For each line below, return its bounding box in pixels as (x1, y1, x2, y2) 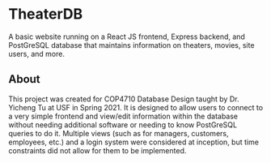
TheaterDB (8, 5, 83, 24)
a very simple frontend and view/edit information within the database (8, 111, 239, 121)
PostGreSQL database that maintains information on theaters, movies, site (8, 40, 255, 49)
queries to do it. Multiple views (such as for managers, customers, (8, 128, 229, 138)
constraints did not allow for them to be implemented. (8, 145, 187, 155)
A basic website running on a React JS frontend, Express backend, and (8, 32, 245, 41)
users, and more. (8, 49, 65, 58)
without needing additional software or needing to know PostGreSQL (8, 119, 237, 130)
